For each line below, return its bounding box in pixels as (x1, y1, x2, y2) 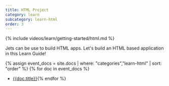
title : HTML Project (5, 7, 49, 13)
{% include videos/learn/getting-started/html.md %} (5, 35, 115, 41)
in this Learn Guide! (5, 51, 46, 57)
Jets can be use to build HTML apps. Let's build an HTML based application (5, 45, 164, 51)
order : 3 (5, 21, 24, 27)
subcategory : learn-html (5, 17, 58, 22)
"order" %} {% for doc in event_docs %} (5, 66, 90, 72)
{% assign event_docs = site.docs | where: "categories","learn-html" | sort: (5, 60, 162, 66)
